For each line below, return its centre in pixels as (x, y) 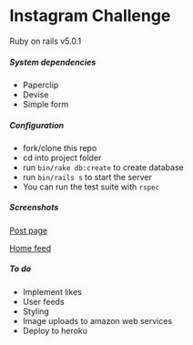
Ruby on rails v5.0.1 (46, 41)
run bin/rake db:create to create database (103, 167)
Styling (36, 311)
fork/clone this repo (60, 147)
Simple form (46, 104)
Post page (29, 230)
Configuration (37, 125)
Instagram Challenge (90, 16)
